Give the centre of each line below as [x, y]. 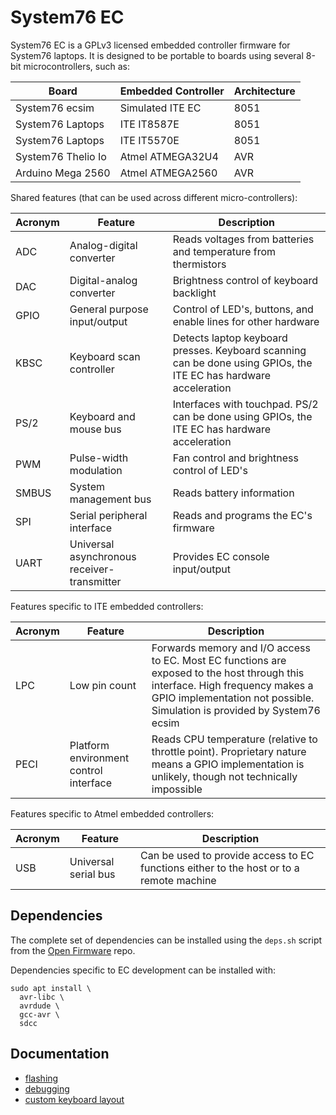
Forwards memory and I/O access [231, 648]
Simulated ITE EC [160, 108]
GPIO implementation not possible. [233, 698]
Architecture [264, 91]
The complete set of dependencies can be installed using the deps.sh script [166, 940]
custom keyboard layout [74, 1099]
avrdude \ [39, 1006]
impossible [177, 789]
